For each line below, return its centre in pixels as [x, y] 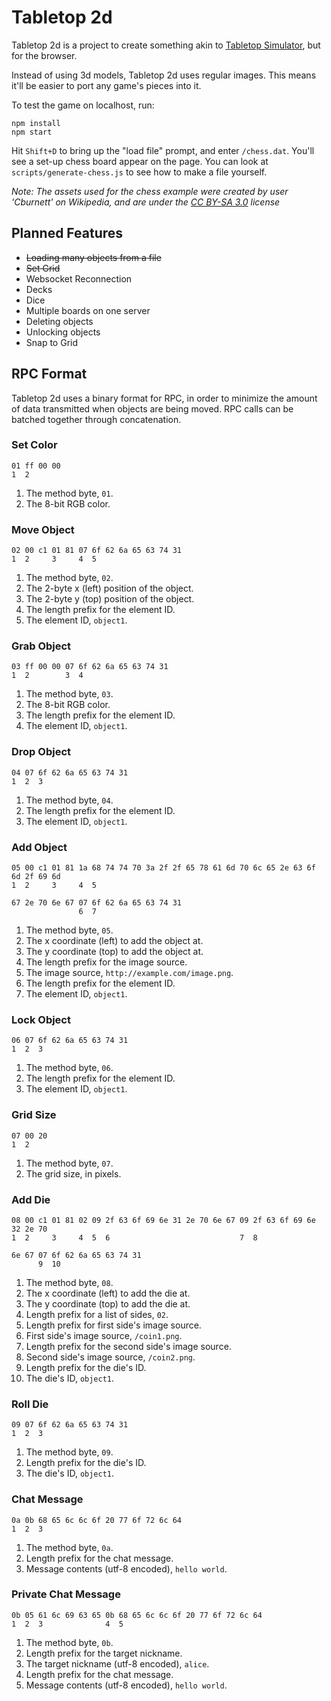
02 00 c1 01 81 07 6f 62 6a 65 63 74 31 [97, 551]
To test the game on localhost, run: [83, 105]
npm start [32, 132]
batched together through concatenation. [96, 419]
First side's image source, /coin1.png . [104, 1335]
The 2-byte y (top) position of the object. [110, 599]
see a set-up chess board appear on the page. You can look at [140, 161]
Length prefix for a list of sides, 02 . [97, 1314]
